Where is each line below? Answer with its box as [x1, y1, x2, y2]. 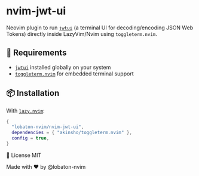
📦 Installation [6, 88, 60, 98]
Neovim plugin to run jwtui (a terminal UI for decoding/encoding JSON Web [6, 24, 194, 31]
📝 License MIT [6, 151, 42, 159]
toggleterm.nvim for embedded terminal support [14, 70, 134, 77]
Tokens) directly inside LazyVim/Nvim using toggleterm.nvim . [6, 30, 157, 37]
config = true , [11, 135, 50, 141]
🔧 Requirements [6, 48, 67, 58]
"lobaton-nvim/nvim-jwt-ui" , [11, 124, 84, 130]
